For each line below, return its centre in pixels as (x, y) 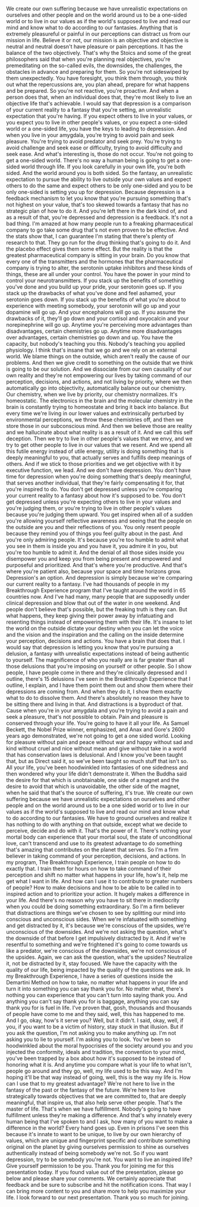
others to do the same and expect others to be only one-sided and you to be (99, 186)
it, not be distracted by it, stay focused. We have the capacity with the (92, 963)
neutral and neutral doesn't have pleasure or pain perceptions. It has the (94, 46)
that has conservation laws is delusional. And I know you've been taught (94, 755)
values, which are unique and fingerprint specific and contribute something (98, 1140)
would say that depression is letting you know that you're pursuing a (90, 647)
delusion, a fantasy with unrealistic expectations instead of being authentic (98, 653)
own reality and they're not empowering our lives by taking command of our (99, 375)
